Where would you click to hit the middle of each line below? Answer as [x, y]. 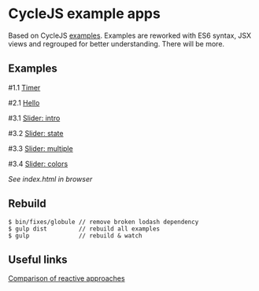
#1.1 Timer [24, 87]
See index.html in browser [50, 179]
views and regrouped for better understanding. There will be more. [117, 43]
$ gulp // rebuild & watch [76, 236]
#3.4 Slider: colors [38, 164]
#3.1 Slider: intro [34, 118]
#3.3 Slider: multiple [41, 148]
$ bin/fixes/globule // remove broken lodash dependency [104, 222]
